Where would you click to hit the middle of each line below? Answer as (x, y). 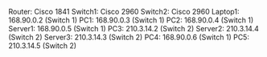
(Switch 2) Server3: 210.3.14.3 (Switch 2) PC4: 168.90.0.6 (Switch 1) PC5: (129, 37)
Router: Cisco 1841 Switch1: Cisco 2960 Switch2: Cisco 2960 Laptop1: (124, 12)
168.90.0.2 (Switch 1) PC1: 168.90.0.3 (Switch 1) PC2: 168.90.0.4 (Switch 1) (131, 20)
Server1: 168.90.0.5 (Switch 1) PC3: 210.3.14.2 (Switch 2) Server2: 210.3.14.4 (134, 28)
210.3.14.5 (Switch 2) (43, 46)
